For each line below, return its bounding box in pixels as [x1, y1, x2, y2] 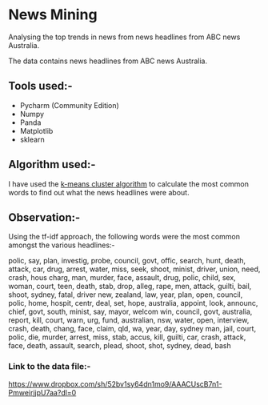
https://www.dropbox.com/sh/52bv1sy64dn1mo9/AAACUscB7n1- [8, 379, 222, 389]
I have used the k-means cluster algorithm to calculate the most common [8, 178, 250, 189]
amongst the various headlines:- [8, 240, 115, 250]
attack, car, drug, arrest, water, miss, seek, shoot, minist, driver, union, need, [8, 264, 261, 274]
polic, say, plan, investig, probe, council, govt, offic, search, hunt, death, [8, 256, 246, 266]
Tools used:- [8, 79, 73, 93]
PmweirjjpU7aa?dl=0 [8, 387, 77, 397]
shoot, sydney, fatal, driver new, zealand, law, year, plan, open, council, [8, 290, 243, 299]
